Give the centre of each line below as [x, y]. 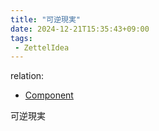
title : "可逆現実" [46, 19]
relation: [27, 76]
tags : [21, 38]
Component [49, 95]
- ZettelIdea [42, 47]
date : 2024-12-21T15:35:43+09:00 [80, 29]
